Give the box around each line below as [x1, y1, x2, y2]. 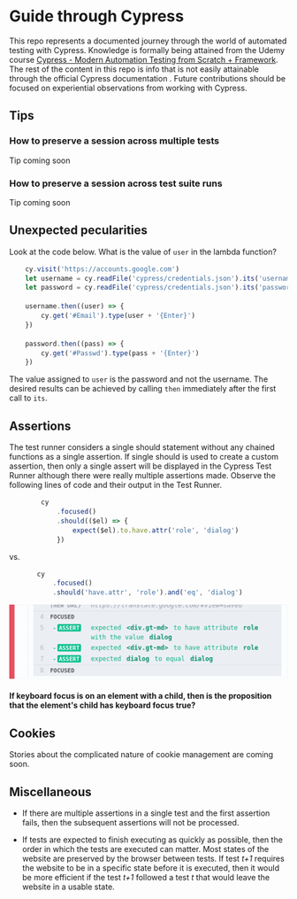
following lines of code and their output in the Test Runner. [9, 480, 223, 491]
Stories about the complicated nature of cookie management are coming [9, 749, 274, 760]
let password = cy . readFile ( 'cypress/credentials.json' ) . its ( [25, 283, 259, 292]
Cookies [9, 725, 56, 740]
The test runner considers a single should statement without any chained [9, 442, 276, 453]
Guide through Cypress [9, 6, 184, 27]
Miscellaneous [9, 784, 92, 799]
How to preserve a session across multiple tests [9, 135, 219, 147]
